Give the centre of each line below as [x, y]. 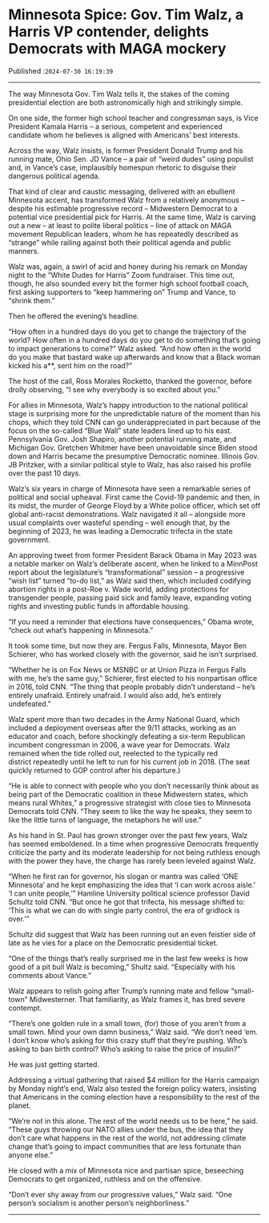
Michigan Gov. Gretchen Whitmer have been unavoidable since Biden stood [133, 447]
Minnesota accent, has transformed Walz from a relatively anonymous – [127, 200]
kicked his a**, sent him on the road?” [70, 365]
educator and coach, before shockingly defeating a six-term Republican [127, 736]
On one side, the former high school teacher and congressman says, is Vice [133, 118]
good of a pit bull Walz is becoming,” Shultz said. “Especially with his [122, 967]
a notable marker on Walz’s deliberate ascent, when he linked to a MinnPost [133, 563]
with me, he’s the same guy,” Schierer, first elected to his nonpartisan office [133, 678]
